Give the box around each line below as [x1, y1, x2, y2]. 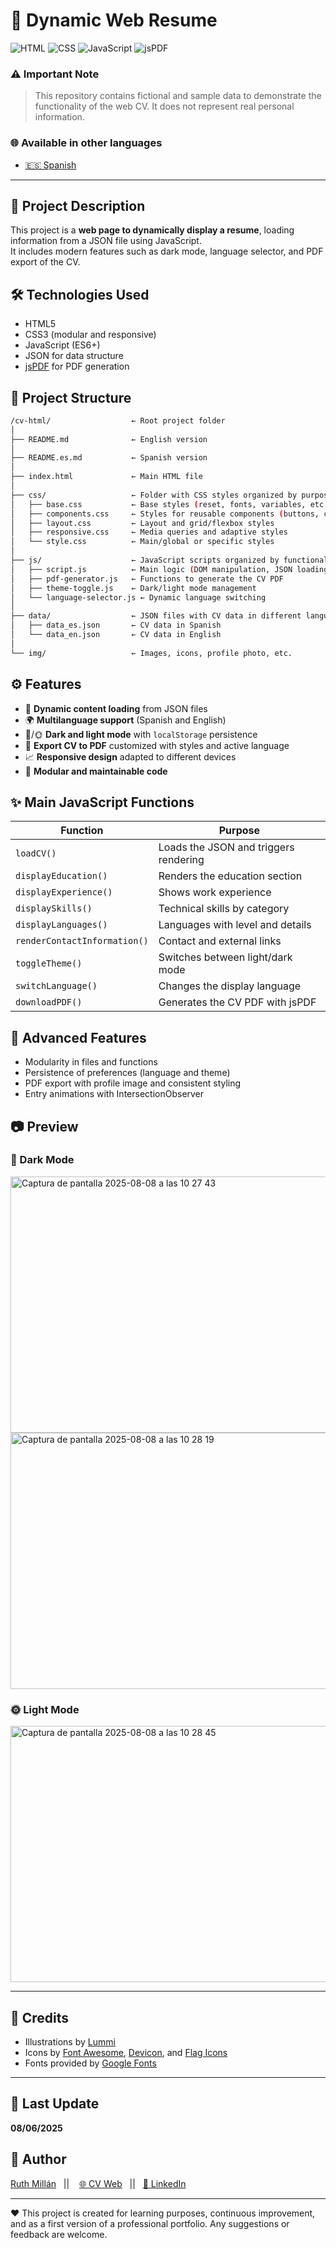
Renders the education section [158, 869, 303, 883]
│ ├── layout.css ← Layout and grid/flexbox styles [10, 518, 275, 528]
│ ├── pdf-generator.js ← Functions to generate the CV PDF [10, 574, 284, 584]
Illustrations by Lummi [24, 2035, 116, 2048]
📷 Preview [10, 1118, 79, 1135]
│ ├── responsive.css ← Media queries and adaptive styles [10, 527, 288, 538]
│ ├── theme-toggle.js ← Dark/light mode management [10, 583, 257, 593]
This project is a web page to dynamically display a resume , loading [10, 224, 295, 236]
